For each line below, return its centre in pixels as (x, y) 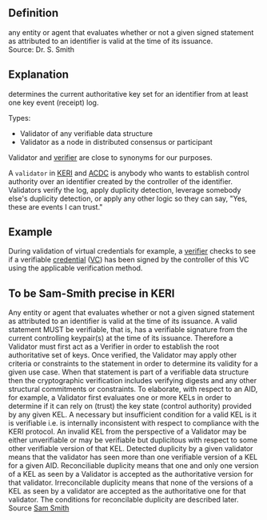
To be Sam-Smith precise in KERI (92, 293)
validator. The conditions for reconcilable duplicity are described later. (124, 500)
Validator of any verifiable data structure (86, 133)
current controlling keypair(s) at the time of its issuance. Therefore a (121, 338)
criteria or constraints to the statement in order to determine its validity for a (133, 364)
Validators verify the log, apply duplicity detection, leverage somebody (125, 190)
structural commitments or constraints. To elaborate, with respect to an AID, (133, 389)
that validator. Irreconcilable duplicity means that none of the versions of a (131, 482)
